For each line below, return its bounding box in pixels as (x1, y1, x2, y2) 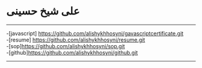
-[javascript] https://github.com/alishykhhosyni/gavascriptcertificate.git (6, 29, 184, 37)
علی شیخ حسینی (6, 4, 80, 18)
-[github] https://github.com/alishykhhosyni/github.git (6, 49, 138, 56)
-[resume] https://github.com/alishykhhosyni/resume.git (6, 36, 145, 43)
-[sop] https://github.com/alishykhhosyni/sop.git (6, 42, 125, 49)
